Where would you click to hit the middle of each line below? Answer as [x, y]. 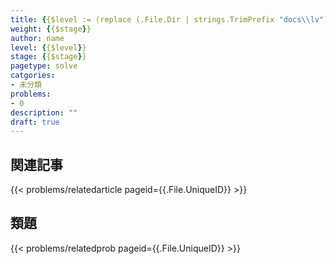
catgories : [33, 76]
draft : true [35, 122]
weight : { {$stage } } [51, 29]
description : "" [44, 112]
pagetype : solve [44, 66]
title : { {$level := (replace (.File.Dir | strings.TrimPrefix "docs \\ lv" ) [169, 19]
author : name [37, 38]
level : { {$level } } [48, 47]
